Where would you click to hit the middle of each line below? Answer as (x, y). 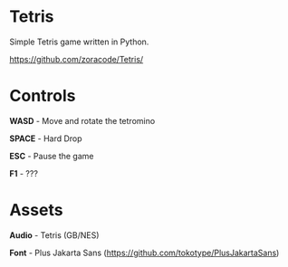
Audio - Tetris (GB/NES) (54, 235)
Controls (43, 96)
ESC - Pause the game (52, 156)
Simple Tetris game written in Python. (79, 42)
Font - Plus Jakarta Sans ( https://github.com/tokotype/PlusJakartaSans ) (144, 253)
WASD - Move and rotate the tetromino (82, 120)
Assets (36, 210)
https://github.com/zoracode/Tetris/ (77, 59)
